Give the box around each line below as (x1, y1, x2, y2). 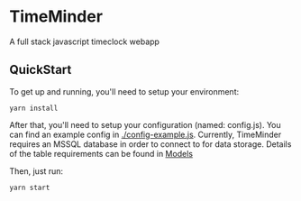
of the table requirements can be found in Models (9, 148, 194, 159)
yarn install (9, 104, 59, 113)
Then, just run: (9, 165, 64, 177)
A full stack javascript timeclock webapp (9, 36, 160, 47)
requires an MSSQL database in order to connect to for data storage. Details (9, 138, 292, 150)
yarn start (9, 183, 50, 192)
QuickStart (9, 62, 72, 78)
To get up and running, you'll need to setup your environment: (9, 86, 240, 96)
